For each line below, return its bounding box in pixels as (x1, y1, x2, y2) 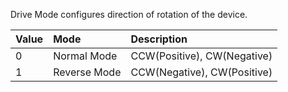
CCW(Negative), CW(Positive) (130, 65, 273, 79)
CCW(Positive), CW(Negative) (130, 49, 273, 63)
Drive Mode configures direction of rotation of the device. (10, 9, 248, 20)
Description (130, 32, 188, 46)
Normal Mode (53, 49, 118, 63)
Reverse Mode (53, 65, 122, 79)
